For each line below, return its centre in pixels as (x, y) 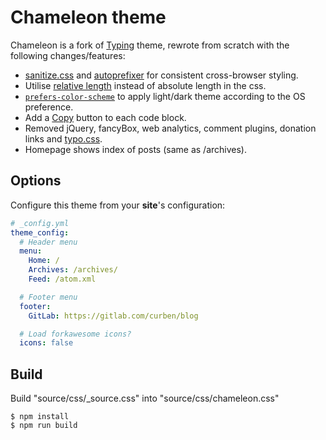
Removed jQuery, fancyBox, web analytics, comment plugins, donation (170, 128)
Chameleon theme (88, 17)
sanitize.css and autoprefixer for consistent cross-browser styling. (161, 75)
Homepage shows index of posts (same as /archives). (135, 149)
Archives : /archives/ (73, 270)
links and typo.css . (63, 138)
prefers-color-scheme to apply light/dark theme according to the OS (165, 96)
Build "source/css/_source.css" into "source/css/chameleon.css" (145, 398)
